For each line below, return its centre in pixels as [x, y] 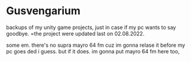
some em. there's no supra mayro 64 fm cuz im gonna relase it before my [96, 45]
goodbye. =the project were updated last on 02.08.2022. [75, 33]
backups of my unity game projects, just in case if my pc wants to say [91, 27]
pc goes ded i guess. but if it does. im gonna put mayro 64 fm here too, [93, 51]
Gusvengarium [43, 11]
